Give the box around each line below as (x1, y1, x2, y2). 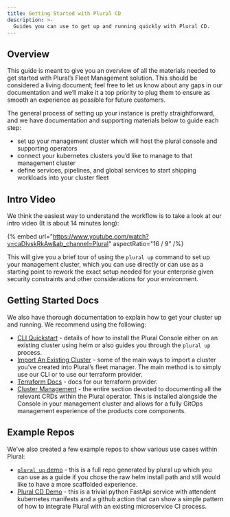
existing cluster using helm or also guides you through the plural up (16, 341, 211, 349)
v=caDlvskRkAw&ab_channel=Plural (7, 240, 108, 247)
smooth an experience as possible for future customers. (7, 96, 166, 104)
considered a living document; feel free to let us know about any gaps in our (7, 81, 223, 89)
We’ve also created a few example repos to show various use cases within (7, 445, 218, 453)
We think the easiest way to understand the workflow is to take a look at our (7, 212, 222, 220)
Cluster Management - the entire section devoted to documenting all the (16, 384, 222, 393)
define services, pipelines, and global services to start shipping (16, 166, 197, 175)
